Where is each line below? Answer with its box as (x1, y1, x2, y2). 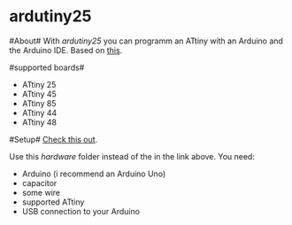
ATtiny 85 (21, 97, 57, 108)
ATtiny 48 (21, 117, 58, 128)
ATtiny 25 (21, 79, 57, 89)
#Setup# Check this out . (9, 134, 98, 144)
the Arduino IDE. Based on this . (9, 44, 123, 55)
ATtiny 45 (21, 89, 58, 99)
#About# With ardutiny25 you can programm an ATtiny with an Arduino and (9, 35, 283, 46)
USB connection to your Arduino (21, 206, 140, 216)
